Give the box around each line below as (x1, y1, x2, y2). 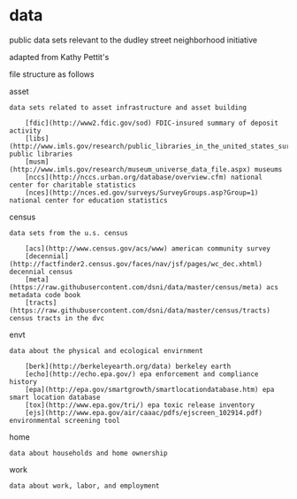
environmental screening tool (9, 416, 121, 425)
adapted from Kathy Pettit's (9, 51, 110, 62)
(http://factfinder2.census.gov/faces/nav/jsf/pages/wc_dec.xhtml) (9, 259, 263, 268)
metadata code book (9, 290, 81, 299)
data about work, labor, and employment (9, 481, 161, 490)
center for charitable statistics (9, 180, 137, 189)
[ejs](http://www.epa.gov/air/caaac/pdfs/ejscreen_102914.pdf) (25, 408, 263, 417)
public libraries (9, 150, 73, 158)
